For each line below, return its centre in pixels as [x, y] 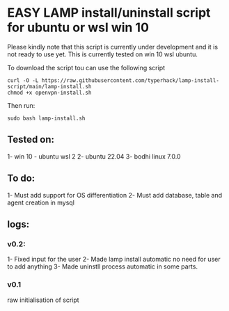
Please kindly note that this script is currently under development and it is [112, 47]
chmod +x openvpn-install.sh [49, 93]
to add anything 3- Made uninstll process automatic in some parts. [103, 266]
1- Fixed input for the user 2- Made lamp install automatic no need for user [114, 260]
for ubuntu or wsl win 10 [78, 27]
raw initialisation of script [43, 300]
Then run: [21, 105]
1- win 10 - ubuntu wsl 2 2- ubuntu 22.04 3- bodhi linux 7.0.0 [94, 156]
